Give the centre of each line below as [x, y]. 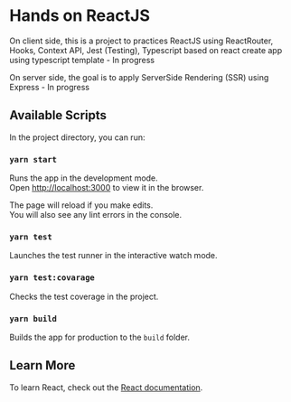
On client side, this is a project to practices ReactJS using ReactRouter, [141, 41]
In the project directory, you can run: [77, 137]
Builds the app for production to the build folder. [100, 337]
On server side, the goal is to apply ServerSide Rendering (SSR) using [139, 77]
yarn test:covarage [52, 278]
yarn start [33, 159]
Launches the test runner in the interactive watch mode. [114, 256]
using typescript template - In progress [82, 60]
